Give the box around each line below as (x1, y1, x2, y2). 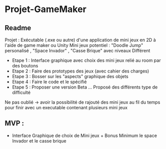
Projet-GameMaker (5, 4, 87, 15)
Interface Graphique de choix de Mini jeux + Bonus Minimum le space (12, 132, 157, 138)
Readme (5, 24, 31, 32)
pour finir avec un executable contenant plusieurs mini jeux (5, 105, 128, 110)
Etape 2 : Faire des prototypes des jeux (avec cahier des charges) (12, 68, 149, 74)
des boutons (12, 63, 38, 68)
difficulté (12, 90, 31, 95)
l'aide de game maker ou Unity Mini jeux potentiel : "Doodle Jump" (5, 42, 143, 48)
